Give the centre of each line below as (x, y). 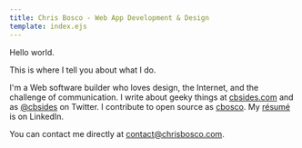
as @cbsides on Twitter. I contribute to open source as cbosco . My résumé (150, 106)
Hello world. (32, 52)
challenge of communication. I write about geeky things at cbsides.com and (151, 97)
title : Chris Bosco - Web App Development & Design (109, 18)
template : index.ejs (49, 26)
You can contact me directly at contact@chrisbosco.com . (117, 133)
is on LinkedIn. (37, 116)
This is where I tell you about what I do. (83, 70)
